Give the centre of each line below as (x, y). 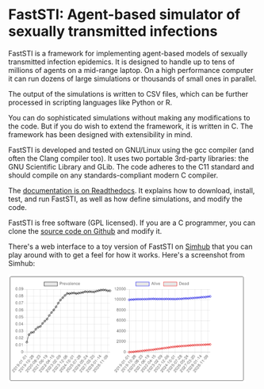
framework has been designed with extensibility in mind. (100, 134)
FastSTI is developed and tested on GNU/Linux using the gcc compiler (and (131, 150)
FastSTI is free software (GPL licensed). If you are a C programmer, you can (132, 223)
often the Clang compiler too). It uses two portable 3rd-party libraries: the (128, 158)
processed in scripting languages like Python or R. (90, 102)
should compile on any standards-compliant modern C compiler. (113, 175)
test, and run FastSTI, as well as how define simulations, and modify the (126, 199)
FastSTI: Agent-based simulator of (124, 15)
